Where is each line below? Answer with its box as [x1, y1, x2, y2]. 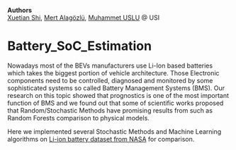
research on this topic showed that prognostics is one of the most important [7, 91, 229, 99]
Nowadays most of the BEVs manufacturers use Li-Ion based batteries [7, 61, 213, 70]
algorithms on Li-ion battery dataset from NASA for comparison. [7, 135, 195, 143]
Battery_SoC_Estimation [7, 38, 152, 54]
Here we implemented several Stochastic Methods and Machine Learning [7, 127, 222, 136]
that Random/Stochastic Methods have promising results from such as [7, 106, 213, 115]
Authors [7, 6, 33, 14]
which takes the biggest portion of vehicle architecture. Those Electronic [7, 68, 220, 77]
